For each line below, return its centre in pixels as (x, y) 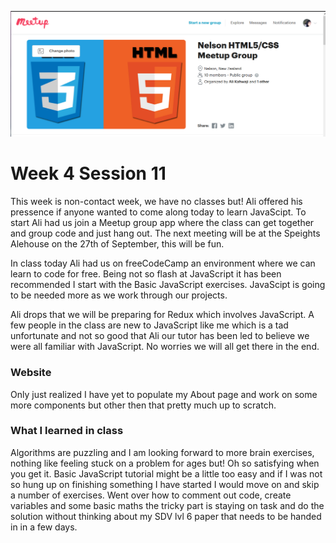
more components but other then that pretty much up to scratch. (143, 405)
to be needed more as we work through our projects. (119, 295)
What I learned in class (67, 431)
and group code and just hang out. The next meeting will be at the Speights (165, 233)
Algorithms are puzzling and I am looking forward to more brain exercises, (162, 452)
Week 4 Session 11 (88, 173)
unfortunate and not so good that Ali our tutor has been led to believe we (160, 336)
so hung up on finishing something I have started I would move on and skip (165, 484)
